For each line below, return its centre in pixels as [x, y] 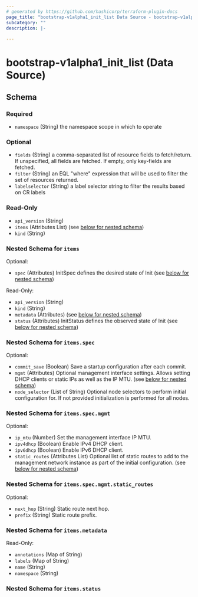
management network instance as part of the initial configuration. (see [100, 463]
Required [19, 114]
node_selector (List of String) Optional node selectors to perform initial [100, 392]
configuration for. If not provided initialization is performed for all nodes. [102, 398]
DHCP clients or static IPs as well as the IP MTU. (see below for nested [100, 379]
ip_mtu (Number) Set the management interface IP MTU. [83, 438]
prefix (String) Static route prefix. [56, 515]
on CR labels [30, 193]
